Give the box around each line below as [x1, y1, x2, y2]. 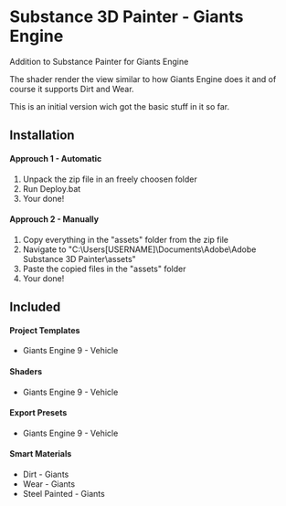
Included [9, 300, 61, 315]
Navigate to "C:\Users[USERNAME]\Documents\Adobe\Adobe [22, 244, 257, 255]
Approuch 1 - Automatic [9, 153, 102, 163]
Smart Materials [9, 448, 72, 459]
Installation [9, 128, 75, 143]
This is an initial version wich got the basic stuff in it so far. [9, 100, 230, 111]
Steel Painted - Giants [22, 488, 105, 499]
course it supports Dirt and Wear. [9, 83, 134, 94]
